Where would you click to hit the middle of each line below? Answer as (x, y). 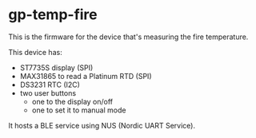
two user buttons (48, 93)
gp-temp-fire (53, 15)
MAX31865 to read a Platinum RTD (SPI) (86, 76)
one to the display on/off (72, 101)
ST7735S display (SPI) (56, 67)
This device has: (35, 52)
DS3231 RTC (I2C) (50, 85)
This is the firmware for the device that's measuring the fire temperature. (128, 37)
